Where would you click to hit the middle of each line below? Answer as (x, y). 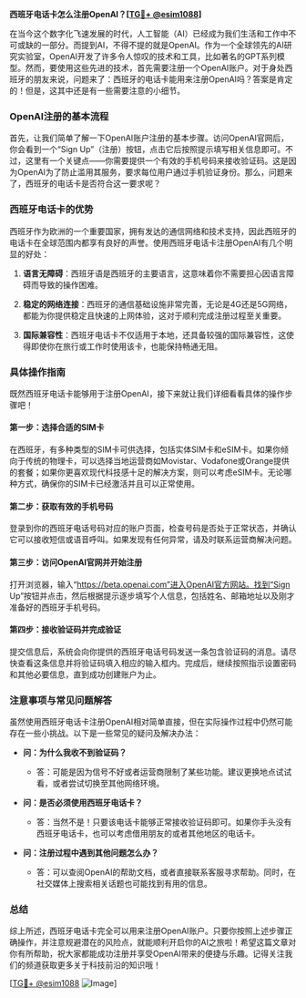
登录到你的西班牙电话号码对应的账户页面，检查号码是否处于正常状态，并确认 (153, 529)
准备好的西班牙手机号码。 (57, 607)
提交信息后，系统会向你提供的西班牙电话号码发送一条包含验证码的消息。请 (149, 652)
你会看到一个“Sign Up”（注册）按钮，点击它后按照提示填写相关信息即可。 (148, 149)
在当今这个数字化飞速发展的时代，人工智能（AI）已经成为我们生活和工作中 (149, 34)
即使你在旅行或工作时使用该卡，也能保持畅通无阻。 (127, 346)
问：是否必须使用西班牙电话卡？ (82, 803)
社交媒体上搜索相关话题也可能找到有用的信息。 (124, 884)
